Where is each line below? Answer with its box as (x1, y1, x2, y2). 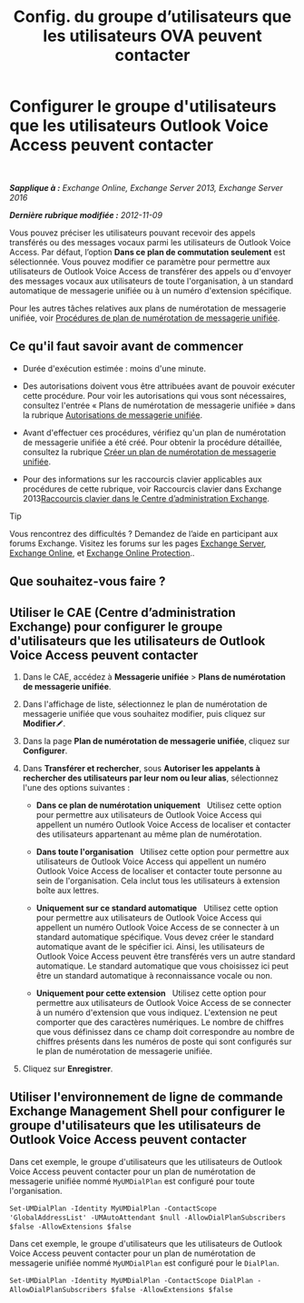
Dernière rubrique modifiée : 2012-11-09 (9, 209, 163, 220)
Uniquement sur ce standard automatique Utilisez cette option (35, 902, 279, 913)
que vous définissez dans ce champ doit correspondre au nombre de (35, 1026, 295, 1037)
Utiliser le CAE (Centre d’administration (9, 604, 236, 620)
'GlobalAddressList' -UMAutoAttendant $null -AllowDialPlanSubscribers (9, 1213, 286, 1222)
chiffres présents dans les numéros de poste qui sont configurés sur (35, 1036, 292, 1047)
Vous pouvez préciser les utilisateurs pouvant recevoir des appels (9, 227, 256, 238)
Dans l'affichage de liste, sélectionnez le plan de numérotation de (22, 698, 268, 710)
